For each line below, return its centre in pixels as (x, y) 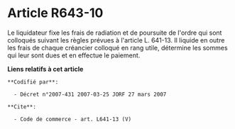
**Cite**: (22, 107)
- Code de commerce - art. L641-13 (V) (73, 119)
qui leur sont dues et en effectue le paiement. (74, 55)
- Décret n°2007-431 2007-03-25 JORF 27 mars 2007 (90, 94)
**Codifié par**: (33, 82)
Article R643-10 (55, 13)
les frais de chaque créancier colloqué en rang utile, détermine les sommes (118, 47)
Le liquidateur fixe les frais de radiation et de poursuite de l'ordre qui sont (115, 33)
